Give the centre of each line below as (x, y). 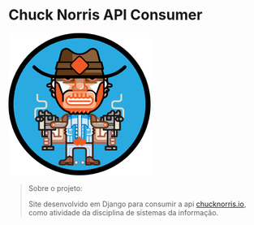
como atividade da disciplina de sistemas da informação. (123, 212)
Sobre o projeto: (55, 188)
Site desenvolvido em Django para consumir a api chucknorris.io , (137, 204)
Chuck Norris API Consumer (105, 15)
